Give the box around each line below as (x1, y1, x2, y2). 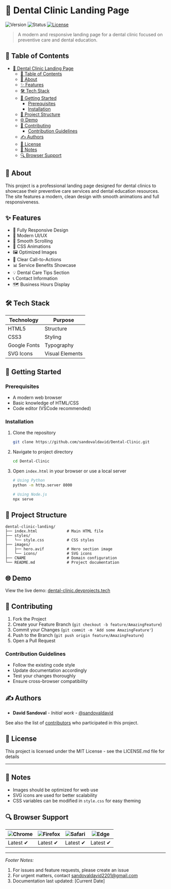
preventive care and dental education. (17, 37, 98, 43)
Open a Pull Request (12, 637, 56, 644)
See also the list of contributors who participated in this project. (5, 719, 139, 725)
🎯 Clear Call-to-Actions (12, 257, 62, 263)
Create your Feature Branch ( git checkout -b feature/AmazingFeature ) (12, 621, 162, 627)
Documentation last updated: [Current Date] (12, 878, 105, 884)
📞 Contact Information (12, 276, 58, 282)
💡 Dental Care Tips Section (12, 269, 70, 276)
